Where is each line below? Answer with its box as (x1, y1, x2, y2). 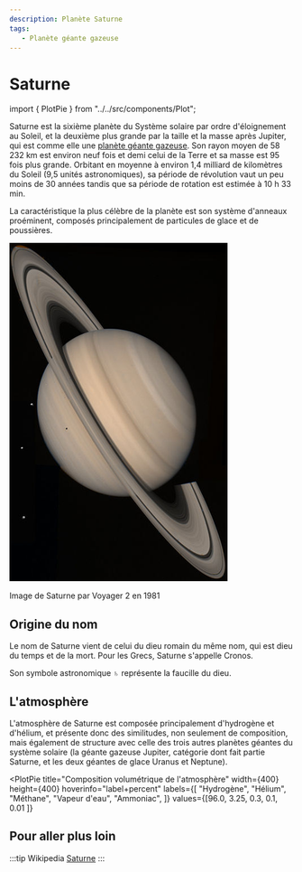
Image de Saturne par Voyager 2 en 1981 (9, 590, 160, 601)
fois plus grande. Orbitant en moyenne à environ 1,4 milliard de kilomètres (9, 159, 283, 171)
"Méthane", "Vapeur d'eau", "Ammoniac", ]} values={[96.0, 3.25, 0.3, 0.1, (9, 792, 278, 803)
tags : (9, 23, 30, 33)
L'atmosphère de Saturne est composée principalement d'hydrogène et (9, 717, 275, 728)
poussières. (9, 225, 53, 236)
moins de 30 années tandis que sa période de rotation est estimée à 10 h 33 (9, 179, 291, 190)
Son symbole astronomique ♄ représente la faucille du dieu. (9, 668, 232, 679)
